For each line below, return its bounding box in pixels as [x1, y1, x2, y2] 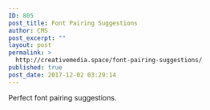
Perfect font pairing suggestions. [8, 92, 117, 102]
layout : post [8, 41, 52, 49]
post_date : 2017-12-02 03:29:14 [8, 71, 116, 79]
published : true [8, 64, 63, 72]
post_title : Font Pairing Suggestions [8, 19, 138, 27]
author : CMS [8, 26, 48, 34]
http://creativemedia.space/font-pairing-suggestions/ [15, 57, 203, 65]
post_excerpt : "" [8, 33, 67, 42]
